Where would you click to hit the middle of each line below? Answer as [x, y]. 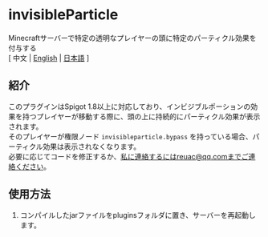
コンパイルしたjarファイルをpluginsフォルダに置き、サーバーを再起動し [138, 215]
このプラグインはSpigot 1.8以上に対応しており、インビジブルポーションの [130, 106]
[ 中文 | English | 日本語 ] [49, 58]
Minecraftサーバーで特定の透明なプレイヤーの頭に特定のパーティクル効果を [132, 38]
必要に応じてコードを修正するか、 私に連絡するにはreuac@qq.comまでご [128, 156]
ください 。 [32, 167]
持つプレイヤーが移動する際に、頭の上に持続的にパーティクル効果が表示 [141, 116]
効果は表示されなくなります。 [92, 147]
